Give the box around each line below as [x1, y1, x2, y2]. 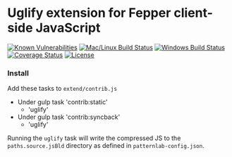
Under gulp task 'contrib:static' [17, 98, 108, 106]
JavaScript [35, 20, 101, 36]
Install [7, 68, 30, 78]
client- [173, 5, 214, 21]
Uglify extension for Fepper [7, 5, 171, 21]
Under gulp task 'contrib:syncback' [17, 113, 121, 121]
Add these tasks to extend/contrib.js [7, 84, 118, 93]
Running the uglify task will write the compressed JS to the [7, 134, 181, 142]
